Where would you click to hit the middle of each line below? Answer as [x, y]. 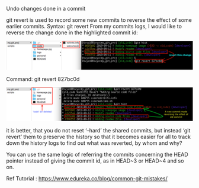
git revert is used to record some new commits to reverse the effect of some [99, 20]
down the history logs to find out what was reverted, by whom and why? [94, 143]
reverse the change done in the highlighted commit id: [72, 33]
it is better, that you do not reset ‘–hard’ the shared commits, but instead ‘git [98, 131]
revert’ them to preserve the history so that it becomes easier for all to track [99, 137]
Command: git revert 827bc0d [43, 79]
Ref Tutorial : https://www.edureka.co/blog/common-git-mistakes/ [87, 179]
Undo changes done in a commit [46, 9]
